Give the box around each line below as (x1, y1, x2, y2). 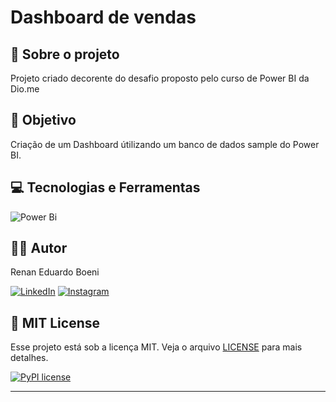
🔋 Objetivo (10, 112, 77, 129)
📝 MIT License (10, 314, 100, 331)
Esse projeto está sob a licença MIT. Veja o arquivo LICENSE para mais (10, 341, 303, 353)
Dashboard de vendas (10, 6, 197, 29)
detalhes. (10, 352, 49, 364)
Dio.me (10, 83, 40, 95)
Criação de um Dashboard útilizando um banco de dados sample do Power (10, 138, 320, 150)
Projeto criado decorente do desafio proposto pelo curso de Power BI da (10, 72, 310, 84)
